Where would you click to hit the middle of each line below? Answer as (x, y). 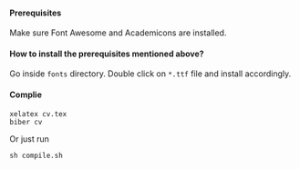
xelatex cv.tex (38, 114)
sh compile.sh (36, 155)
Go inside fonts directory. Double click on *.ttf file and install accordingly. (150, 74)
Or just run (30, 139)
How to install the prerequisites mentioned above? (107, 54)
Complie (26, 94)
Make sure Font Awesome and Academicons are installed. (118, 33)
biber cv (26, 122)
